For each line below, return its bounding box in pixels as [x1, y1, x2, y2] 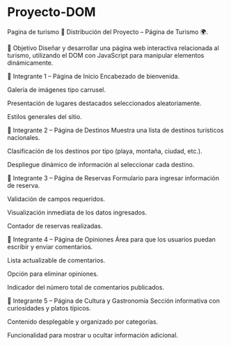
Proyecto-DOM [7, 4, 96, 20]
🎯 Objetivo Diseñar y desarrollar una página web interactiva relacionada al [7, 43, 219, 52]
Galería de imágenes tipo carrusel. [7, 85, 106, 94]
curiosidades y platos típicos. [7, 304, 92, 312]
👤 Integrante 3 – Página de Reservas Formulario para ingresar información [7, 173, 219, 182]
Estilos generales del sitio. [7, 112, 82, 120]
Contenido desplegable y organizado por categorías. [7, 317, 159, 326]
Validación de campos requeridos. [7, 194, 106, 203]
